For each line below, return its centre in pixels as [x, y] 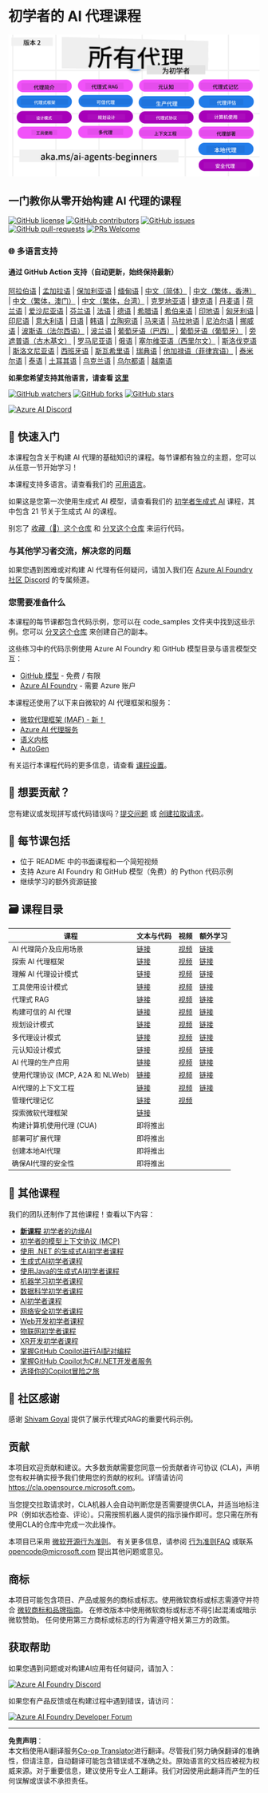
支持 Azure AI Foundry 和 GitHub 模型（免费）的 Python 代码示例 [126, 871]
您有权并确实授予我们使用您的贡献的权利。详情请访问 [96, 1478]
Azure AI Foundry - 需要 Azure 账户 [78, 685]
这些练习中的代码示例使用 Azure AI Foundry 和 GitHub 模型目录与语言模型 [129, 648]
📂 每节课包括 [39, 841]
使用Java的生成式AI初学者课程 [69, 1271]
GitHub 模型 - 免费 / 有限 [60, 675]
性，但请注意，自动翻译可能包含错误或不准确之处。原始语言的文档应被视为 [130, 1760]
